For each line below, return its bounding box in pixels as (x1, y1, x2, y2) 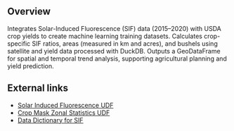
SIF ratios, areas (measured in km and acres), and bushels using (32, 39, 218, 48)
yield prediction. (7, 61, 54, 70)
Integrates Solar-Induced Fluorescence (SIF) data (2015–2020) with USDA (7, 24, 221, 32)
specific (7, 39, 31, 48)
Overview (7, 6, 51, 18)
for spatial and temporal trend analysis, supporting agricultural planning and (7, 54, 227, 63)
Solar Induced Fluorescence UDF (17, 101, 114, 109)
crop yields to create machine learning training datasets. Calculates (7, 32, 202, 40)
